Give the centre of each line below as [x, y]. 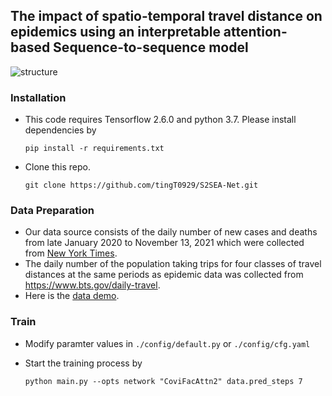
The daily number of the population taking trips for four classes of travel [173, 264]
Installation [38, 97]
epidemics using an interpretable [115, 32]
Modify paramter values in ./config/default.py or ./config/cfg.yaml [167, 343]
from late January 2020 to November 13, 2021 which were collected [164, 243]
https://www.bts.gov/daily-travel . [92, 285]
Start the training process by [83, 363]
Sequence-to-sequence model [151, 47]
